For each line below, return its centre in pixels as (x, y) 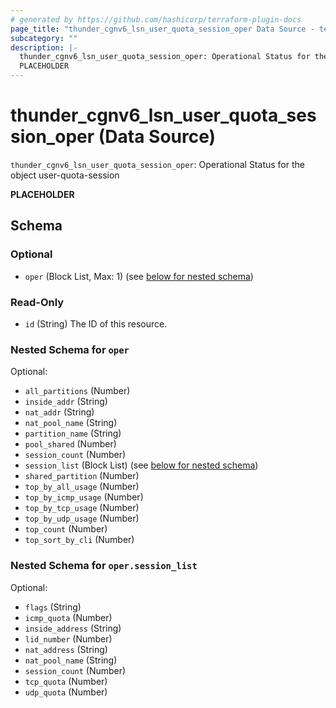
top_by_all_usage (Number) (82, 487)
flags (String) (53, 607)
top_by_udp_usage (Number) (82, 518)
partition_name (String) (73, 433)
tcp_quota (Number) (66, 681)
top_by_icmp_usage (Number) (84, 497)
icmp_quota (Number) (68, 617)
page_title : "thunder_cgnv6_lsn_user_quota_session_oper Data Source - (162, 29)
